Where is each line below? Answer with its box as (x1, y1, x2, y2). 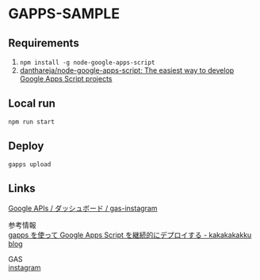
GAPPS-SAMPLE (8, 5, 120, 23)
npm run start (8, 118, 55, 126)
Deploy (8, 139, 44, 153)
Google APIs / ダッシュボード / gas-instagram (8, 203, 158, 214)
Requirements (8, 36, 79, 50)
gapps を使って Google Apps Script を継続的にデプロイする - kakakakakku (8, 230, 252, 240)
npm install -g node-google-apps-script (19, 59, 155, 66)
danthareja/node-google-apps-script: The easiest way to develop (19, 66, 235, 75)
